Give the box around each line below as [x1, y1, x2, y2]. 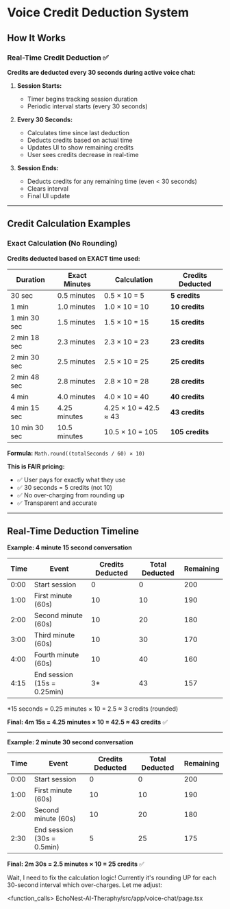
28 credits [170, 376, 205, 386]
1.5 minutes [57, 317, 96, 327]
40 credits [170, 392, 205, 401]
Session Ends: [16, 163, 59, 172]
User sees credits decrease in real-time [27, 150, 139, 158]
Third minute [34, 630, 75, 640]
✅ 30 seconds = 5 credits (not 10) [16, 483, 113, 491]
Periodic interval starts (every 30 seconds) [27, 102, 149, 110]
